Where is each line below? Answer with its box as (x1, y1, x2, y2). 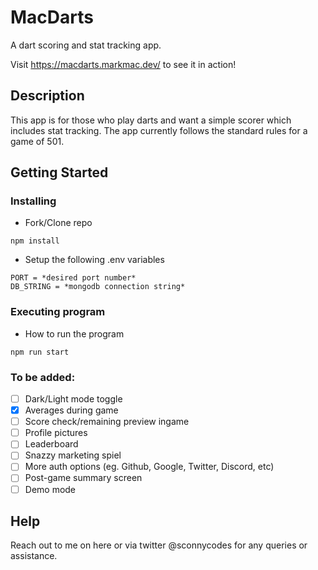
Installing (10, 194, 57, 208)
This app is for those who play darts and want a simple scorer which (10, 114, 292, 126)
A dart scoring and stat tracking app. (10, 39, 162, 51)
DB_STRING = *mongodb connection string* (10, 282, 186, 292)
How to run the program (24, 327, 125, 340)
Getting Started (10, 164, 109, 181)
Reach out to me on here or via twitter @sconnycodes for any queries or (10, 539, 308, 551)
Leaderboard (24, 438, 79, 450)
